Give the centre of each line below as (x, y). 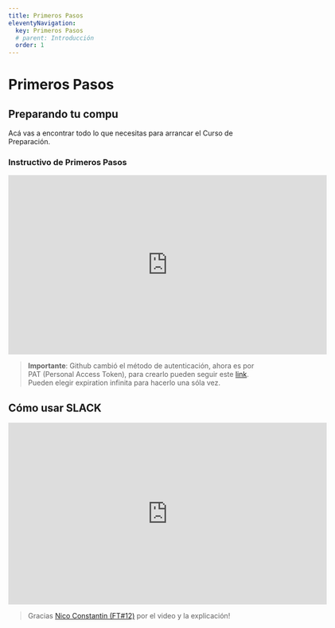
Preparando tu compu (63, 114)
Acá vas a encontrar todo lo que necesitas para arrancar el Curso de (121, 133)
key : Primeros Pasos (49, 30)
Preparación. (29, 142)
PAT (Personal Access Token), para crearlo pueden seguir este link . (138, 375)
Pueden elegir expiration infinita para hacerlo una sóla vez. (124, 383)
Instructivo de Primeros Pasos (68, 163)
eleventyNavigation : (43, 23)
